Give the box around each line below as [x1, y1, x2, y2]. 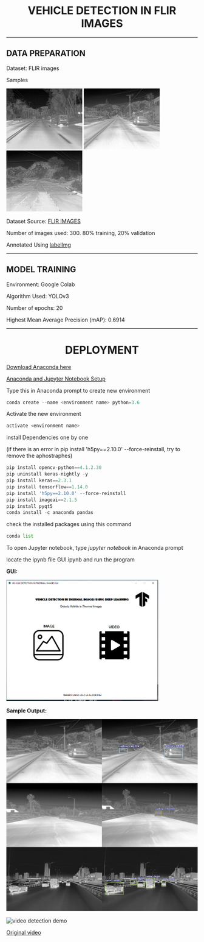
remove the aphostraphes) [6, 452, 73, 460]
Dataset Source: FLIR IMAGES [6, 217, 81, 225]
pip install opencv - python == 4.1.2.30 [6, 465, 102, 471]
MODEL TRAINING [6, 264, 76, 275]
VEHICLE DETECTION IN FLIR [27, 4, 177, 18]
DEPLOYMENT [64, 343, 140, 357]
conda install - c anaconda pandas [6, 510, 94, 516]
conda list [6, 533, 34, 540]
